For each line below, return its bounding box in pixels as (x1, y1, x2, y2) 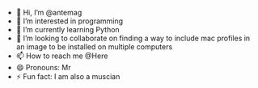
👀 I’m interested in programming (15, 16, 124, 26)
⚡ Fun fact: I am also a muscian (15, 72, 121, 81)
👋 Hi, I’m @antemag (15, 8, 82, 17)
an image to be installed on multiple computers (15, 42, 173, 52)
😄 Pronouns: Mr (15, 63, 71, 72)
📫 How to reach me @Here (15, 51, 108, 61)
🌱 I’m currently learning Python (15, 25, 120, 34)
